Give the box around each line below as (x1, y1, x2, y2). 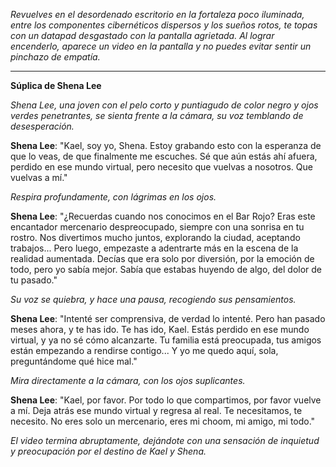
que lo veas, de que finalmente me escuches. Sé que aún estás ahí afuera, (10, 150, 318, 162)
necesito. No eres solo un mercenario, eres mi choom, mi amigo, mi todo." (10, 415, 316, 427)
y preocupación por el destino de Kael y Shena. (10, 445, 207, 457)
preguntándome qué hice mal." (10, 355, 138, 367)
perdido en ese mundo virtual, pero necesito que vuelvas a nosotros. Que (10, 161, 313, 173)
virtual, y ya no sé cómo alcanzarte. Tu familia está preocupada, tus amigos (10, 334, 322, 346)
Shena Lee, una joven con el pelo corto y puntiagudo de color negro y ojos (10, 99, 319, 111)
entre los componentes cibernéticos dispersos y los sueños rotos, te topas (10, 19, 318, 31)
